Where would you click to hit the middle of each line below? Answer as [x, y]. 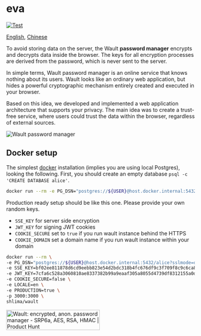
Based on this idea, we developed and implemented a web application [92, 103]
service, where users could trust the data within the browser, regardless [106, 116]
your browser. [23, 92]
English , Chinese [27, 37]
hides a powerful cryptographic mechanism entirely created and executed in [100, 85]
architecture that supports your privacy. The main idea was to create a [93, 110]
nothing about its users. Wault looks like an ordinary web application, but [96, 79]
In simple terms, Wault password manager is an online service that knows [97, 72]
